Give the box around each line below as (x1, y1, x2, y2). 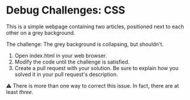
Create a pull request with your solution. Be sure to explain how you (14, 64, 179, 71)
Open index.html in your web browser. (14, 52, 107, 59)
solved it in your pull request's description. (14, 71, 118, 78)
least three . (6, 88, 34, 95)
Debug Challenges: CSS (6, 4, 125, 17)
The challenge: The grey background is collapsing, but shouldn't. (6, 41, 164, 48)
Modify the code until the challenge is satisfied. (14, 58, 130, 65)
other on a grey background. (6, 29, 75, 36)
